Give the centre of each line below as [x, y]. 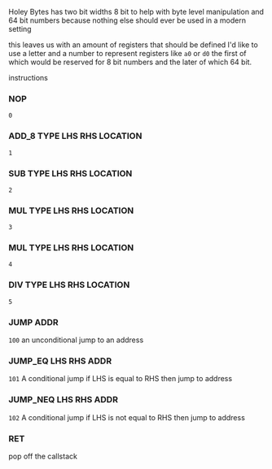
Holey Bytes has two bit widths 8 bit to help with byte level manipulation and [136, 12]
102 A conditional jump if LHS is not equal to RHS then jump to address [127, 417]
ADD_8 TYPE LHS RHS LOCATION [75, 136]
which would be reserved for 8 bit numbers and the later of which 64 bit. [130, 62]
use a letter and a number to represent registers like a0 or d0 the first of [127, 53]
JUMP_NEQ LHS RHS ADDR [63, 400]
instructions [29, 78]
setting [20, 29]
